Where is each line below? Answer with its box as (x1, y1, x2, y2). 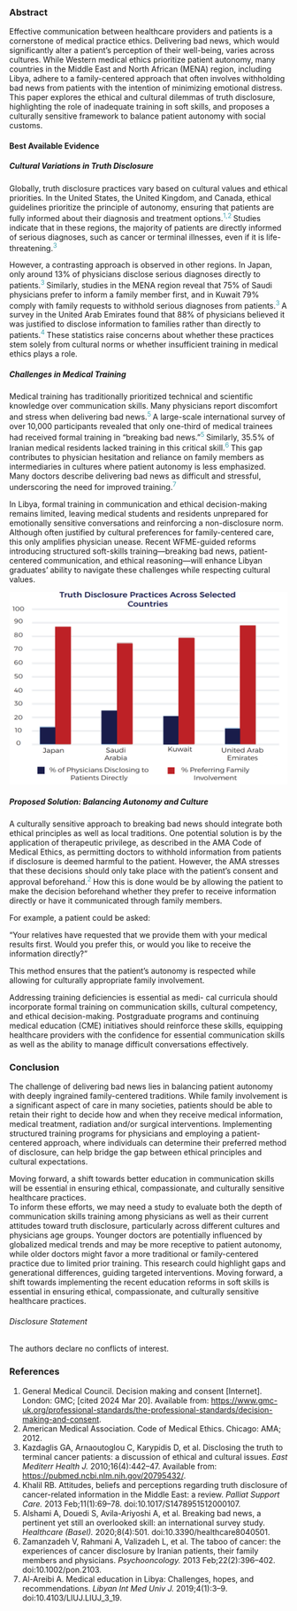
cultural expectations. (9, 1156, 88, 1167)
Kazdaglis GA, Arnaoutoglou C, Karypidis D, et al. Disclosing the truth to (21, 1442, 284, 1453)
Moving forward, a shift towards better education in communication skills (9, 1174, 275, 1185)
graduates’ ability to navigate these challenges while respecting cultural (9, 564, 271, 575)
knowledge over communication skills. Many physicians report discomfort (9, 401, 278, 411)
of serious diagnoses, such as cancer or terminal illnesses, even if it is (9, 232, 265, 242)
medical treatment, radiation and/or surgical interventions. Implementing (9, 1119, 272, 1130)
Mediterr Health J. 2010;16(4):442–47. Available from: (21, 1461, 217, 1471)
